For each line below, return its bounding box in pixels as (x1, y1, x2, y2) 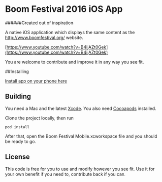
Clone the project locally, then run (5, 115, 74, 121)
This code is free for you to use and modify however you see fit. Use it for (5, 166, 155, 172)
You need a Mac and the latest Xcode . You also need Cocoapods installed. (5, 105, 157, 111)
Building (5, 92, 31, 101)
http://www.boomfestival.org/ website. (5, 35, 83, 40)
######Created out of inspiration (5, 20, 74, 26)
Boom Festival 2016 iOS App (5, 3, 123, 15)
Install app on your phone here (5, 78, 67, 84)
